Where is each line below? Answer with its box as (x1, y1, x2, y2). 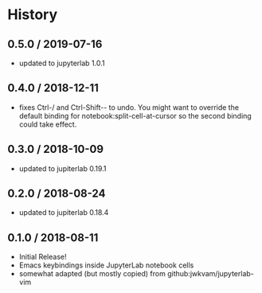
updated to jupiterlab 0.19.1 (18, 163, 107, 173)
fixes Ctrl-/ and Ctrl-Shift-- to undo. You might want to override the (18, 102, 240, 112)
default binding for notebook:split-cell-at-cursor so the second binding (18, 111, 252, 120)
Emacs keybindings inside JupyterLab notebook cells (18, 260, 194, 270)
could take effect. (18, 119, 77, 129)
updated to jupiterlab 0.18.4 (18, 208, 109, 217)
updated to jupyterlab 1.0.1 (18, 58, 105, 68)
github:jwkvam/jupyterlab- (167, 269, 254, 279)
